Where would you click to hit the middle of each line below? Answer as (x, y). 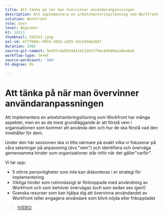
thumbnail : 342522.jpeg (29, 37)
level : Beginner (22, 28)
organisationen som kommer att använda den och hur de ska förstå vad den (81, 128)
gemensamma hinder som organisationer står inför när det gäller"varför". (79, 153)
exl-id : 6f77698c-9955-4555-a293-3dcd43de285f (53, 42)
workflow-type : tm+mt (27, 55)
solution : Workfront (26, 19)
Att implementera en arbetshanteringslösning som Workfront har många (78, 117)
